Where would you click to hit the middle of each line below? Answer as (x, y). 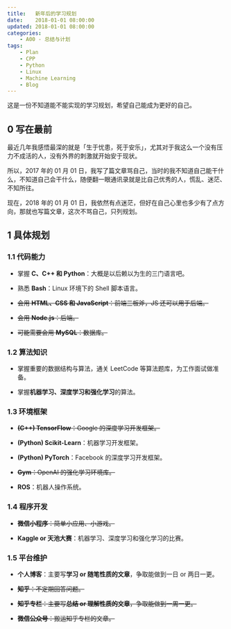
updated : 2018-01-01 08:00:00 (51, 26)
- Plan (29, 53)
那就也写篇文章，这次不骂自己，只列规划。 (80, 212)
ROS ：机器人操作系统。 (51, 487)
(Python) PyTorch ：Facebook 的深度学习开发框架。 (92, 458)
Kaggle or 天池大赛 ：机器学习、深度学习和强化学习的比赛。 (102, 538)
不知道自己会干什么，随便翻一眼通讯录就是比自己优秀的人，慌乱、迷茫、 (122, 179)
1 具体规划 (29, 236)
